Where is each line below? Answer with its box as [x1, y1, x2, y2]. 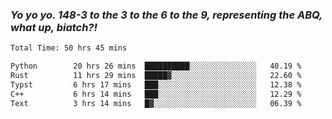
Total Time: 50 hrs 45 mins [10, 43, 128, 53]
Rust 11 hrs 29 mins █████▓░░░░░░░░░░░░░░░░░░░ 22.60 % [10, 71, 302, 81]
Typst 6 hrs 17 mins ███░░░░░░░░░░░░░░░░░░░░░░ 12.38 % [10, 79, 302, 90]
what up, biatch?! [10, 20, 98, 34]
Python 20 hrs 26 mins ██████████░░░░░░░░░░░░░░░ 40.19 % [10, 61, 302, 72]
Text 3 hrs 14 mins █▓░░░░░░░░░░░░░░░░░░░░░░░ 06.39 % [10, 98, 302, 108]
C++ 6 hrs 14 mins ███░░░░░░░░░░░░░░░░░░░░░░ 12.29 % [10, 89, 302, 99]
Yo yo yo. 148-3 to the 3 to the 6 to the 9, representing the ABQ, [10, 8, 323, 22]
